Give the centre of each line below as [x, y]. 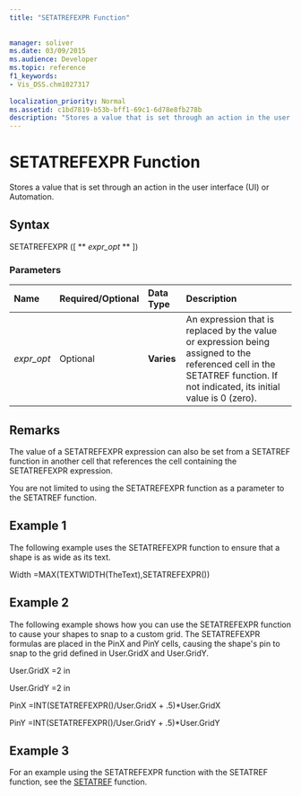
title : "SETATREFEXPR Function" [69, 18]
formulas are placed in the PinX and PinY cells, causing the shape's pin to [145, 643]
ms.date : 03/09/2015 [48, 51]
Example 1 [38, 526]
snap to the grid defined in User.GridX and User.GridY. [109, 653]
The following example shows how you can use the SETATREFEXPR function [150, 624]
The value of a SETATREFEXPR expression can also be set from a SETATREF [150, 451]
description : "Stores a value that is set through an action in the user [150, 118]
